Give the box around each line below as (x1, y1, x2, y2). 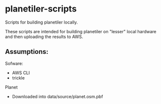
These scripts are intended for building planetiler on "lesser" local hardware (5, 28, 157, 34)
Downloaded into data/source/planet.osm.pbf (12, 93, 103, 99)
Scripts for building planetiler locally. (5, 19, 78, 25)
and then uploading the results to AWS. (5, 34, 83, 39)
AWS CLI (12, 70, 30, 76)
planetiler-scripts (5, 3, 77, 14)
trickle (12, 75, 25, 80)
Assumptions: (5, 48, 48, 56)
